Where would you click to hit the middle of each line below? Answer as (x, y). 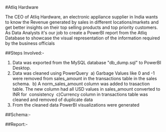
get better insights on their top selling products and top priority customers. (82, 27)
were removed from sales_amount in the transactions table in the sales (85, 78)
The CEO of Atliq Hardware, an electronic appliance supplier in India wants (82, 17)
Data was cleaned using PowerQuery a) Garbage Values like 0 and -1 (83, 73)
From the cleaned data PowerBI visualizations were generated (76, 105)
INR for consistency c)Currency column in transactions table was (80, 94)
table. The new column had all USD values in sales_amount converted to (86, 89)
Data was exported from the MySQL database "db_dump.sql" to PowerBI (87, 63)
